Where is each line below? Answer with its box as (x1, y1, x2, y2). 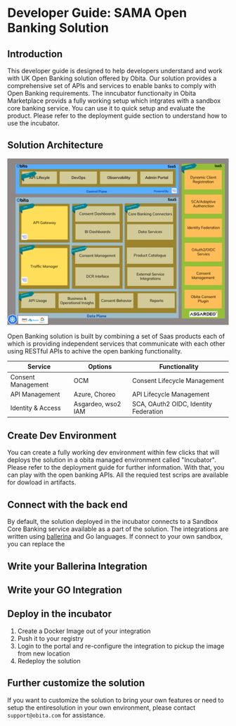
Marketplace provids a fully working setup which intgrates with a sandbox (7, 96, 221, 105)
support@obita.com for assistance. (7, 711, 105, 719)
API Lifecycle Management (132, 389, 210, 399)
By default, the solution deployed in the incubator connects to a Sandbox (7, 518, 218, 526)
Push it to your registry (17, 634, 84, 642)
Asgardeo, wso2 (73, 400, 122, 408)
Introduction (7, 48, 63, 60)
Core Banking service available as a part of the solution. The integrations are (7, 525, 229, 533)
